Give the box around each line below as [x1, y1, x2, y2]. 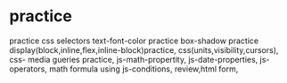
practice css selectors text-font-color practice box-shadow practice [9, 35, 259, 46]
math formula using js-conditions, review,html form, [48, 64, 239, 74]
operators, [9, 64, 47, 74]
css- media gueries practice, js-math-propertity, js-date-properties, [9, 54, 258, 64]
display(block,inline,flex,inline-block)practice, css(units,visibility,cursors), [9, 44, 279, 55]
